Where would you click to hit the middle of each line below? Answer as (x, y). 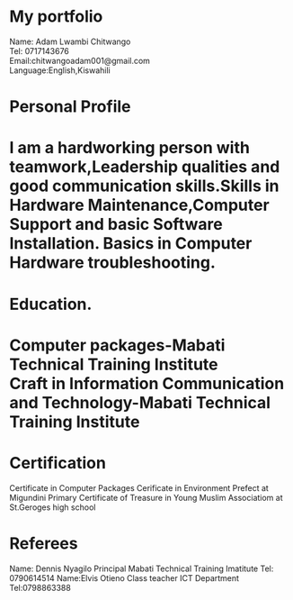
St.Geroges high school (53, 507)
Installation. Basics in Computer (131, 244)
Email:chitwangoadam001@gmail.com (80, 60)
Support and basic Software (116, 225)
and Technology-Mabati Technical (140, 402)
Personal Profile (71, 107)
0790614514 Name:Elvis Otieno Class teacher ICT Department (124, 577)
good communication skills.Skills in (144, 186)
